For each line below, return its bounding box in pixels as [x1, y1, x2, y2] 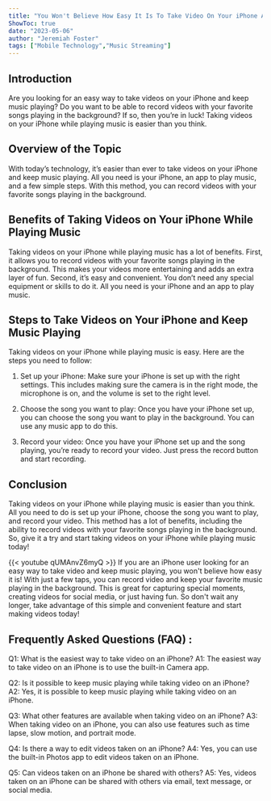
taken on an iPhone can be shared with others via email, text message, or [8, 777, 252, 786]
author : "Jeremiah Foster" [8, 34, 99, 43]
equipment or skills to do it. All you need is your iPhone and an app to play [8, 281, 255, 291]
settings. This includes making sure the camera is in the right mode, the [19, 380, 258, 390]
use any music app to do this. [19, 421, 119, 431]
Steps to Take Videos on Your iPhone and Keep [8, 312, 248, 327]
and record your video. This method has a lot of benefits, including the [8, 516, 243, 526]
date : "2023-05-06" [8, 27, 74, 35]
